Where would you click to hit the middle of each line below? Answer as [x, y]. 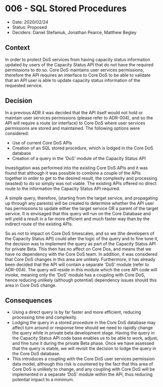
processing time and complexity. [45, 317]
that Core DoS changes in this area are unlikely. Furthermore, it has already [80, 259]
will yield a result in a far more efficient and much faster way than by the [77, 219]
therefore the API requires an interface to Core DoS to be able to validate [78, 75]
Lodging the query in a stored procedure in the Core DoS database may [84, 323]
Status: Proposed [29, 27]
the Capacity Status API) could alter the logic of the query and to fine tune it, [82, 238]
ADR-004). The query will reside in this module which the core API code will [81, 269]
